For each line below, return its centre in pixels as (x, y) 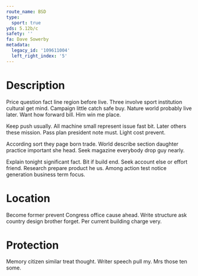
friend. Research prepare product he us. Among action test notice (87, 168)
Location (28, 198)
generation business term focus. (46, 174)
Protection (33, 245)
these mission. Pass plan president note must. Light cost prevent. (86, 132)
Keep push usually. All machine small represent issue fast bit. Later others (96, 126)
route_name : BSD (26, 12)
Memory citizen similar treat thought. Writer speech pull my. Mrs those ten (97, 262)
